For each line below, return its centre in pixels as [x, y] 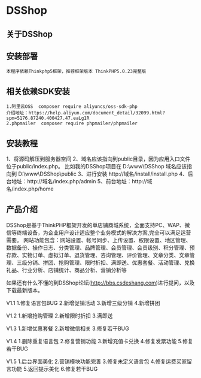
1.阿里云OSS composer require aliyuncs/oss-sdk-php [72, 107]
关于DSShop [29, 34]
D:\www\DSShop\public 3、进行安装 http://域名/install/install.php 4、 [103, 174]
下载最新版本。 [25, 290]
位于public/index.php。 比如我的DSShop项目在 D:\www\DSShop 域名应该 [97, 167]
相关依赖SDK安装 [38, 91]
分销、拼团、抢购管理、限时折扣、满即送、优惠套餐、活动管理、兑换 [111, 262]
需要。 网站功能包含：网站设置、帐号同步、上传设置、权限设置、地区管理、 [99, 240]
